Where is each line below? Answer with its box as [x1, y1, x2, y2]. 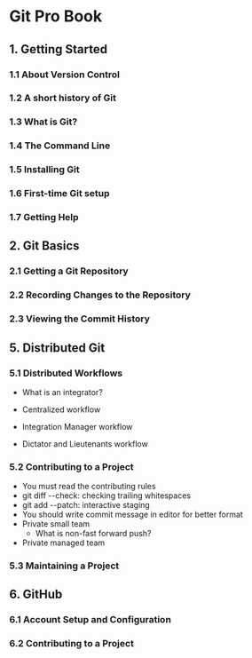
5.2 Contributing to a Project [9, 460, 135, 472]
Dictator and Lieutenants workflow [21, 438, 148, 449]
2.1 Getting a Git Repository [9, 265, 129, 277]
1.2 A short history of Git [9, 91, 117, 104]
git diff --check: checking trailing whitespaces [21, 490, 192, 501]
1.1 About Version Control [9, 68, 120, 81]
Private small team [21, 519, 91, 529]
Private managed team [21, 537, 106, 548]
